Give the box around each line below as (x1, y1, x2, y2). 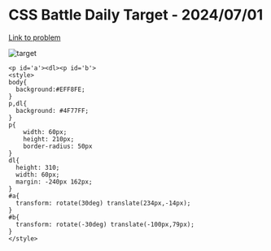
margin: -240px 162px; (15, 177, 93, 186)
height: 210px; (23, 135, 75, 143)
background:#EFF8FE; (15, 85, 85, 93)
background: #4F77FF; (15, 106, 90, 115)
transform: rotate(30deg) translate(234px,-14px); (15, 199, 191, 207)
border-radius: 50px (23, 142, 93, 150)
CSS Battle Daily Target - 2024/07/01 (8, 6, 263, 24)
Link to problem (8, 32, 61, 42)
